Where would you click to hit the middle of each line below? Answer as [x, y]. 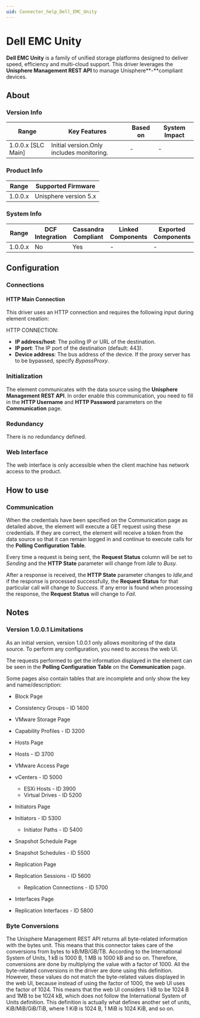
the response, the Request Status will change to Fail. [71, 594]
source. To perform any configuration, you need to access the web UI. [92, 649]
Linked [129, 229]
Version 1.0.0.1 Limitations [45, 629]
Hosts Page [29, 742]
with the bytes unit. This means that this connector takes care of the [90, 945]
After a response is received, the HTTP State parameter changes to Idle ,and [100, 575]
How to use [27, 490]
